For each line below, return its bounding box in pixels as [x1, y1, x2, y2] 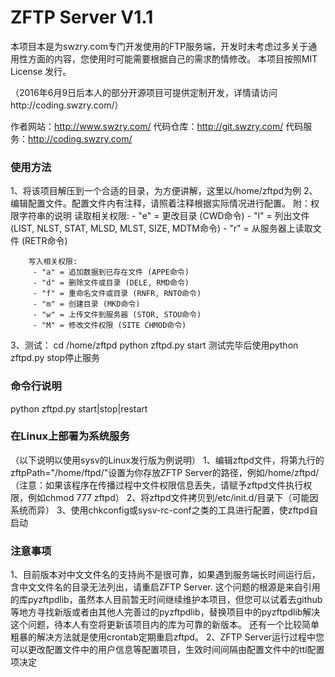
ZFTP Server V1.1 [10, 6, 154, 29]
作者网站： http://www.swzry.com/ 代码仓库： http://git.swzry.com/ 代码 [10, 120, 304, 132]
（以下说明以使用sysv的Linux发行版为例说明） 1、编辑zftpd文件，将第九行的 [10, 454, 325, 466]
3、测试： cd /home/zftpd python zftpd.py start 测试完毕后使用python [10, 339, 299, 351]
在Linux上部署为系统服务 [10, 429, 130, 443]
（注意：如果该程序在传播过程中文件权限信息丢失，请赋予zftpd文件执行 [10, 479, 304, 491]
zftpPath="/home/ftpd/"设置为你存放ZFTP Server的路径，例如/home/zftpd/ [10, 466, 320, 478]
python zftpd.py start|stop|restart [10, 402, 148, 415]
